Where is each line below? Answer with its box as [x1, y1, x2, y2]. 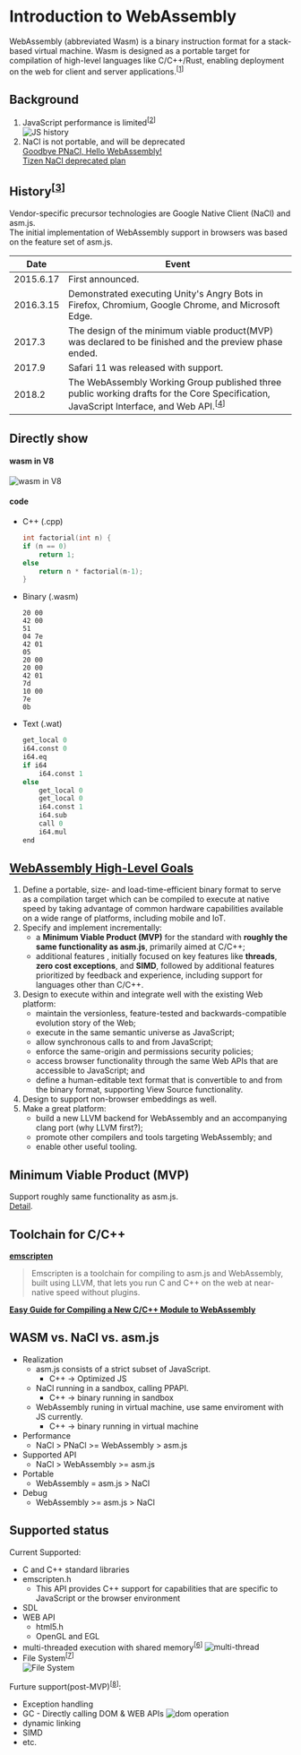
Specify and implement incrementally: [21, 922, 163, 933]
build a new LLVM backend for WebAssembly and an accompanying [35, 1113, 288, 1124]
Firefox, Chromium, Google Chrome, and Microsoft [68, 298, 280, 311]
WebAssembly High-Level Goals [9, 860, 194, 876]
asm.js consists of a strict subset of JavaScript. [35, 1363, 211, 1374]
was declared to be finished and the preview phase [68, 335, 283, 348]
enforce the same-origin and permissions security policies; [35, 1046, 254, 1057]
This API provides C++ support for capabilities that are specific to [35, 1583, 279, 1594]
